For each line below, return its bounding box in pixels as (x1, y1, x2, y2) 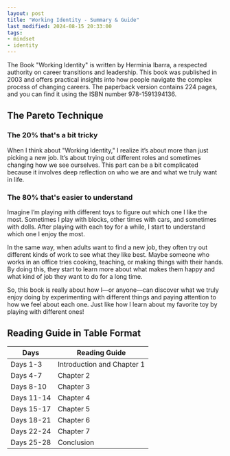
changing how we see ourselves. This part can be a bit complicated (7, 161, 198, 169)
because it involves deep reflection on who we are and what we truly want (7, 168, 218, 176)
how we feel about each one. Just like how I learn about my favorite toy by (7, 300, 218, 308)
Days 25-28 (10, 437, 51, 447)
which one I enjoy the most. (7, 229, 86, 238)
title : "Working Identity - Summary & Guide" (7, 16, 139, 23)
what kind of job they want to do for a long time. (7, 272, 143, 280)
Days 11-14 (10, 393, 51, 402)
